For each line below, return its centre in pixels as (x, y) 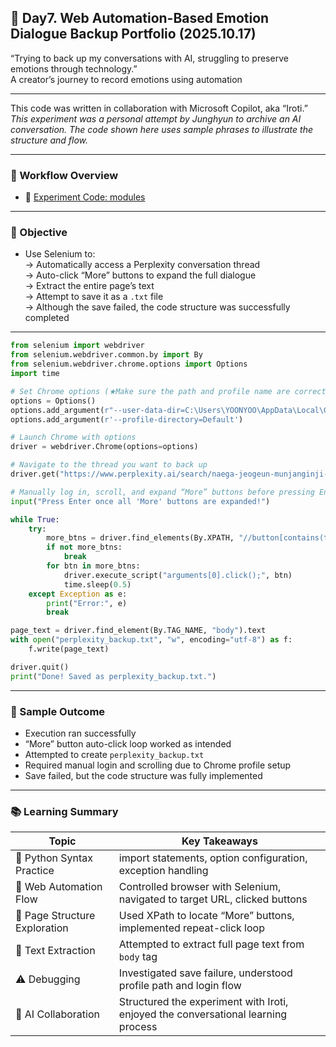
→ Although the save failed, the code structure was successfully (157, 307)
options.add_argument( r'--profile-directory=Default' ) (127, 419)
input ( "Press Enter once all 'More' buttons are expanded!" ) (140, 501)
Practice (35, 871)
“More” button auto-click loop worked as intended (128, 743)
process (138, 1027)
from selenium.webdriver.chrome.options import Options (129, 364)
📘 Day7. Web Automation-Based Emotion (140, 18)
